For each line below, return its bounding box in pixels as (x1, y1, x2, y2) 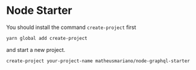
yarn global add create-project (6, 35, 87, 41)
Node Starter (6, 4, 72, 17)
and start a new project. (6, 46, 66, 53)
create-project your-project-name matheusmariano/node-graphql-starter (6, 58, 190, 64)
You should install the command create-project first (6, 24, 137, 31)
